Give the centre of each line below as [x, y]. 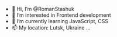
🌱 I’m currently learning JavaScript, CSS [60, 21]
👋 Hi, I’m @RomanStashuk [43, 9]
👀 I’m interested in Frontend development [61, 15]
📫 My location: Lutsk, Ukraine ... [51, 28]
